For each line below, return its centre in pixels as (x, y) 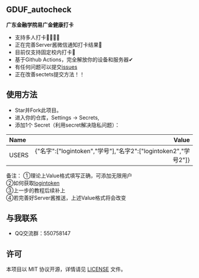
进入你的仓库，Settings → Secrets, (57, 117)
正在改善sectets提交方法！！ (49, 74)
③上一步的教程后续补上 (36, 190)
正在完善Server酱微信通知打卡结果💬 (58, 44)
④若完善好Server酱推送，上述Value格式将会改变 (66, 198)
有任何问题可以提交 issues (46, 67)
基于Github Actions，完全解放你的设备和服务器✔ (74, 59)
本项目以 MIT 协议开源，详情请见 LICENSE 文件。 (66, 269)
